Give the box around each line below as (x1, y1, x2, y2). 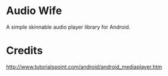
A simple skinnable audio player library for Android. (6, 23, 131, 30)
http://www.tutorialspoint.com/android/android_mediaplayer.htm (6, 63, 162, 70)
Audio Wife (6, 4, 62, 18)
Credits (6, 44, 43, 57)
